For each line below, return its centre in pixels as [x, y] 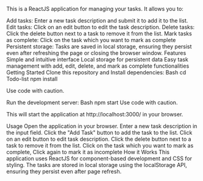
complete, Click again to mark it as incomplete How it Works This [88, 152]
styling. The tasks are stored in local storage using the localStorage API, [97, 165]
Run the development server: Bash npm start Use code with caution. [92, 102]
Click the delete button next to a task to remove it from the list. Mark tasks [99, 34]
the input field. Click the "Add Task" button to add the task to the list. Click [99, 133]
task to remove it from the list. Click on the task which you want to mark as [100, 145]
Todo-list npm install [32, 79]
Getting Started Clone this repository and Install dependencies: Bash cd [96, 72]
